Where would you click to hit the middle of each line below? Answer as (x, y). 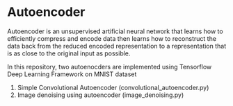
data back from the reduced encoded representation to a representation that (117, 46)
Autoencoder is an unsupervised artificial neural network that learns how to (115, 31)
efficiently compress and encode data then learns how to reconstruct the (112, 38)
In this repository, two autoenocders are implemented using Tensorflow (110, 67)
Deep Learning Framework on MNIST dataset (72, 74)
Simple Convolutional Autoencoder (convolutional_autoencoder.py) (113, 87)
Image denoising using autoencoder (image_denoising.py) (101, 95)
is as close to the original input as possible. (69, 53)
